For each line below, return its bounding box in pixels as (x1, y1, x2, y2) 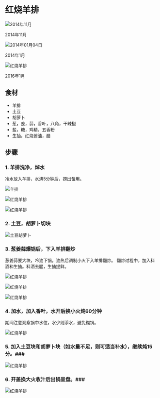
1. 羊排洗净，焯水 (5, 164, 45, 171)
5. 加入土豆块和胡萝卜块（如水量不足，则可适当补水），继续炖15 (5, 343, 153, 350)
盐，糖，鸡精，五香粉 (12, 127, 55, 133)
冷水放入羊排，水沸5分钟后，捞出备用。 (5, 176, 84, 182)
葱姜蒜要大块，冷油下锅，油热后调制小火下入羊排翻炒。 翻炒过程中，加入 (5, 258, 151, 264)
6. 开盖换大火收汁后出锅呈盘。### (5, 376, 85, 382)
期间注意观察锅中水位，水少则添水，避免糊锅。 (5, 320, 98, 326)
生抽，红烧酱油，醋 (12, 133, 51, 138)
